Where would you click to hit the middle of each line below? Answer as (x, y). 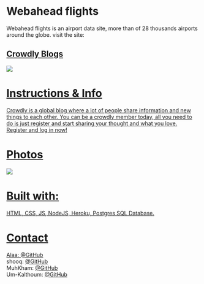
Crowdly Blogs (35, 54)
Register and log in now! (37, 129)
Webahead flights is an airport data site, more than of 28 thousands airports (102, 28)
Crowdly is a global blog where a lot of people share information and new (99, 110)
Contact (27, 238)
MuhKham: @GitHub (32, 267)
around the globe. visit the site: (45, 34)
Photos (25, 154)
